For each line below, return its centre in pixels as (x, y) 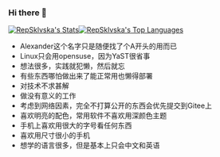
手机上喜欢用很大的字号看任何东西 (76, 125)
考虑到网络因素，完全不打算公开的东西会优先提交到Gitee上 (116, 105)
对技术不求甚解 (44, 86)
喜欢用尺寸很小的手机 (55, 136)
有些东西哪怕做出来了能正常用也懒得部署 (86, 76)
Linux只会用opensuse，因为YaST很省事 (85, 56)
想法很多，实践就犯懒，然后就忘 (72, 66)
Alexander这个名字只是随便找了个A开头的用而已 (98, 46)
